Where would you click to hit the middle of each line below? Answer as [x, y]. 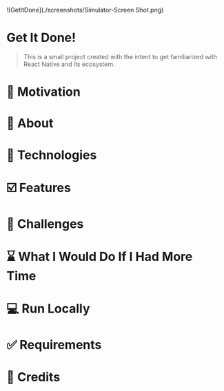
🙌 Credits [33, 377]
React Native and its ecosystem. [69, 64]
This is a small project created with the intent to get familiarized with [120, 56]
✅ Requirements [54, 345]
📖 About [30, 124]
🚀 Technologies [52, 155]
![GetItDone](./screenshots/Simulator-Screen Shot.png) [85, 10]
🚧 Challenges [45, 224]
